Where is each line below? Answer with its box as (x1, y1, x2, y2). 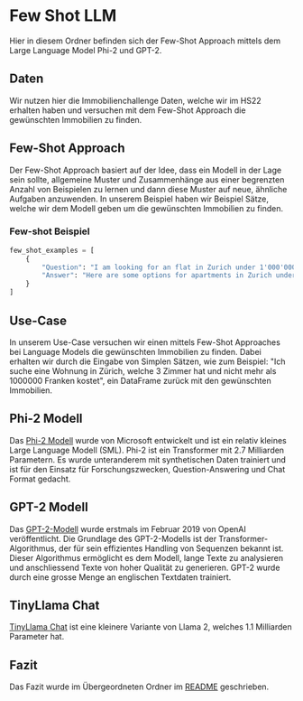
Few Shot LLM (9, 5, 117, 26)
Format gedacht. (9, 473, 71, 484)
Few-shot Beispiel (9, 225, 90, 238)
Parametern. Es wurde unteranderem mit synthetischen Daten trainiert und (9, 453, 287, 465)
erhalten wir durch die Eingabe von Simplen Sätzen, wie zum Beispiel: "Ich (9, 356, 286, 367)
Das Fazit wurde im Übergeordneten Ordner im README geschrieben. (9, 681, 270, 692)
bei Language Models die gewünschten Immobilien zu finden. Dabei (9, 346, 262, 357)
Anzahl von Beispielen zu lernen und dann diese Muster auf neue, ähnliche (9, 183, 288, 194)
